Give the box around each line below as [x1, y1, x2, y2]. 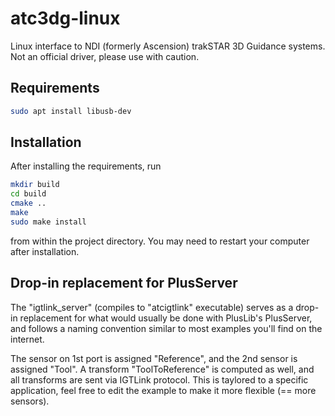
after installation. [10, 245, 80, 257]
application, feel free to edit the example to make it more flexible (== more [10, 384, 317, 396]
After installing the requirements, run [10, 160, 162, 172]
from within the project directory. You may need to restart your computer [10, 235, 310, 247]
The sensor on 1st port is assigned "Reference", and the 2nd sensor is [10, 352, 298, 364]
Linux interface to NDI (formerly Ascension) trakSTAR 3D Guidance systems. [10, 40, 326, 52]
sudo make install [10, 217, 87, 227]
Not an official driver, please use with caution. [10, 50, 200, 62]
